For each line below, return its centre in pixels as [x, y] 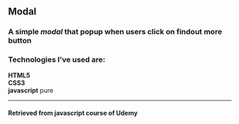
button [20, 40]
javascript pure [31, 90]
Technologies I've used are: [57, 60]
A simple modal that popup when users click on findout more [115, 32]
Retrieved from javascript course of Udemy [73, 113]
